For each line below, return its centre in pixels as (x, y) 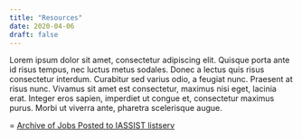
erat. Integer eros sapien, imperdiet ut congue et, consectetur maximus (142, 98)
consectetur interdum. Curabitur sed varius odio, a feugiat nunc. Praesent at (151, 79)
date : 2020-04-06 (42, 26)
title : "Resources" (46, 18)
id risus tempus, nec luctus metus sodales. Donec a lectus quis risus (137, 69)
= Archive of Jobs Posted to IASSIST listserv (92, 125)
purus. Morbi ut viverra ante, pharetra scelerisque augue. (116, 108)
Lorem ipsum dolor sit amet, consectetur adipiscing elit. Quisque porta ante (150, 60)
